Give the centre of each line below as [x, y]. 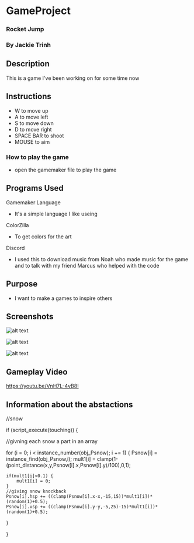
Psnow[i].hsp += [26, 497]
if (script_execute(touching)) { [42, 430]
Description [28, 64]
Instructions [29, 97]
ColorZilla [18, 225]
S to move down [34, 123]
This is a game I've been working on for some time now [73, 78]
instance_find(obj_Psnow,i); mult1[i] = [51, 459]
